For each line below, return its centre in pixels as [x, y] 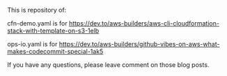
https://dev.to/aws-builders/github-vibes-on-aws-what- [139, 44]
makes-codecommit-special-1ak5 [55, 51]
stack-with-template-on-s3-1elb [53, 31]
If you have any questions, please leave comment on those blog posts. [108, 65]
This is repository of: [37, 10]
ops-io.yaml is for [32, 44]
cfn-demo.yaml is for [37, 23]
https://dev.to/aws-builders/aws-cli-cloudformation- [144, 23]
